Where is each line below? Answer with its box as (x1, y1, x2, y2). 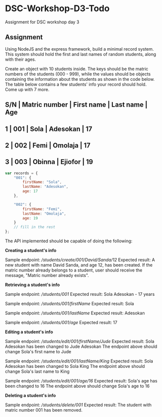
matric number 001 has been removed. (5, 407, 83, 413)
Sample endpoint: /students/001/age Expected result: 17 (5, 320, 118, 326)
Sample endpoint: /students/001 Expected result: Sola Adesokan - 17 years (5, 291, 155, 297)
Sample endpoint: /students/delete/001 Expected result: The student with (5, 402, 152, 408)
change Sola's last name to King (5, 368, 70, 375)
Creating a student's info (5, 248, 57, 254)
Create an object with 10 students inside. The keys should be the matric (5, 66, 148, 72)
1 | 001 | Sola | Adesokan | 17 (5, 125, 92, 133)
